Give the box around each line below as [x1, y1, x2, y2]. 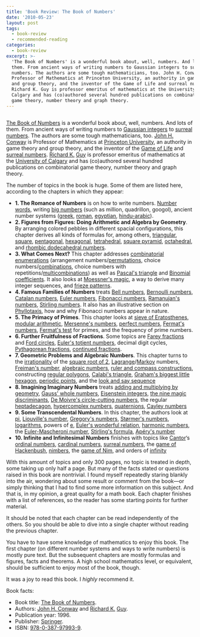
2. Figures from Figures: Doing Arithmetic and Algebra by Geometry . [14, 219, 187, 226]
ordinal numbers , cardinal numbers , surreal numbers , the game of [14, 440, 177, 448]
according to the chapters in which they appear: [6, 187, 124, 195]
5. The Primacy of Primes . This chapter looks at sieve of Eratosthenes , [14, 313, 189, 321]
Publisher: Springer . [14, 617, 64, 624]
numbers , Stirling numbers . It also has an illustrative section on [14, 301, 170, 308]
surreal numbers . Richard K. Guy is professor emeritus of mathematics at [6, 150, 186, 158]
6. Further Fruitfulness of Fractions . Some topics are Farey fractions [14, 333, 185, 340]
